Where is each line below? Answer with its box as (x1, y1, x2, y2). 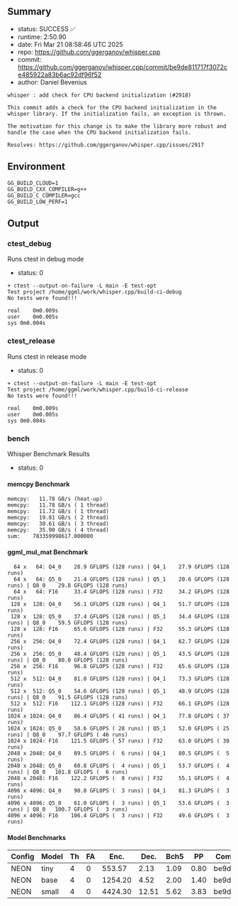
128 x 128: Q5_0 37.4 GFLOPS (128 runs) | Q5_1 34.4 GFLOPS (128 (10, 613, 230, 620)
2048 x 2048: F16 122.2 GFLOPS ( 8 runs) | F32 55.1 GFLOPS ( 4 (7, 775, 230, 782)
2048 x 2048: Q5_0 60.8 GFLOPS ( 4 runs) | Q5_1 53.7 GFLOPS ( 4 (7, 762, 230, 770)
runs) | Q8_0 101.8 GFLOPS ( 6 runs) (7, 769, 129, 776)
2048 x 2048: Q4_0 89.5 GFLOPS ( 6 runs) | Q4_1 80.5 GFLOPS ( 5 (7, 750, 230, 757)
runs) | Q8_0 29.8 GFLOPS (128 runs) (7, 582, 129, 589)
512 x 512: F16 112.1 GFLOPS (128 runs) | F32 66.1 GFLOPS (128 (10, 700, 230, 708)
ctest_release (7, 336, 55, 346)
